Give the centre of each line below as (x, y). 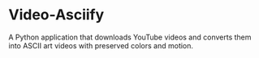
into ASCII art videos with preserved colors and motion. (101, 45)
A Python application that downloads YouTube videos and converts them (130, 37)
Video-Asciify (56, 15)
